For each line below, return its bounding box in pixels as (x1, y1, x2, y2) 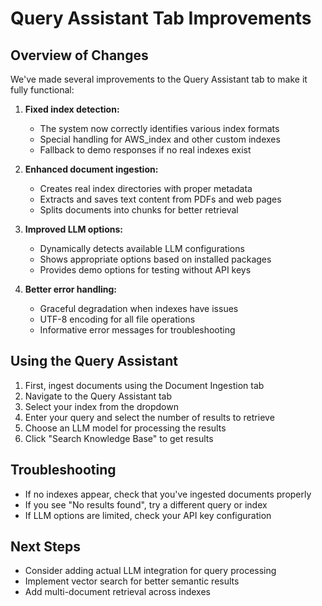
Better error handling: (24, 283, 118, 295)
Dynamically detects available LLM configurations (39, 243, 245, 254)
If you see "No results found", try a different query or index (24, 498, 268, 511)
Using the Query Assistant (10, 353, 178, 370)
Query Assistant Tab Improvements (10, 7, 312, 30)
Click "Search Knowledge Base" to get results (24, 432, 214, 444)
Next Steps (10, 538, 81, 556)
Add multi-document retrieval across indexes (24, 586, 211, 598)
